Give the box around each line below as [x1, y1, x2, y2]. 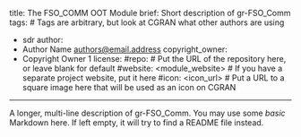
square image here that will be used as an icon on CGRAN [21, 82, 236, 92]
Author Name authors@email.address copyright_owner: [21, 44, 228, 55]
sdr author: [21, 35, 64, 45]
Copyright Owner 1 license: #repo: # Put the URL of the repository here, [21, 54, 287, 64]
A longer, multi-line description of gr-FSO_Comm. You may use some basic [9, 107, 286, 118]
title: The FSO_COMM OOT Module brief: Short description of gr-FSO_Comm [9, 8, 291, 18]
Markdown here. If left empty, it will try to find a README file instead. [9, 117, 264, 128]
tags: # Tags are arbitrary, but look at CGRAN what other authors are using [9, 17, 285, 28]
